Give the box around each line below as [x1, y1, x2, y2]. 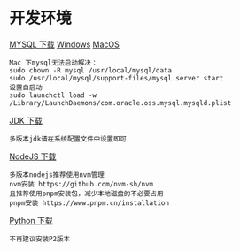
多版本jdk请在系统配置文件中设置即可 [9, 134, 127, 143]
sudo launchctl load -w [9, 90, 97, 100]
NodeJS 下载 [9, 151, 57, 162]
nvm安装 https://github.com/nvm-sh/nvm [9, 179, 154, 188]
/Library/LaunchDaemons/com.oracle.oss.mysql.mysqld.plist [9, 98, 232, 107]
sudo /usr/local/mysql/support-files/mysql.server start [9, 73, 224, 82]
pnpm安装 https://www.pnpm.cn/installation [9, 198, 170, 208]
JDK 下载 [9, 115, 43, 125]
